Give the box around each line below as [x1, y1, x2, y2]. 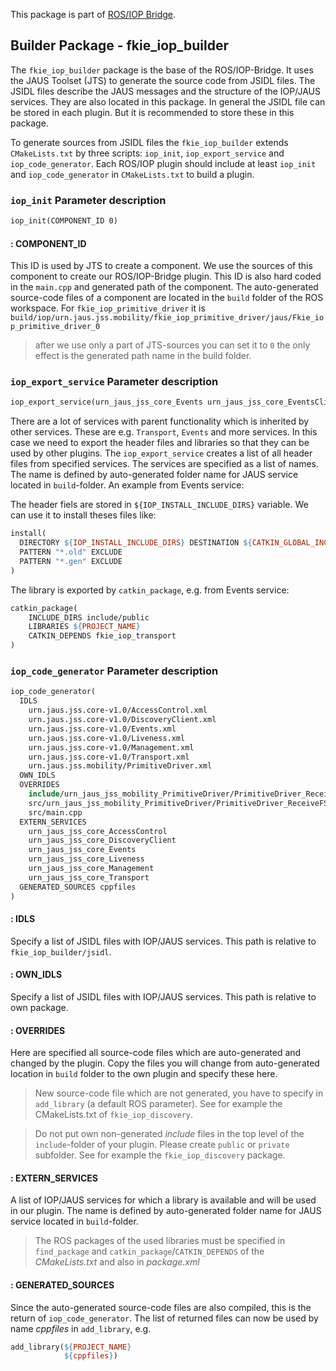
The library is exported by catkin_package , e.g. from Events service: [10, 584, 290, 596]
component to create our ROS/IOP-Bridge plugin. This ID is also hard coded [10, 270, 322, 283]
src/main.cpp [28, 807, 83, 818]
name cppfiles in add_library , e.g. [10, 1322, 152, 1334]
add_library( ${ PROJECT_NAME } [10, 1342, 132, 1352]
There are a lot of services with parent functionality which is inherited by [10, 415, 310, 428]
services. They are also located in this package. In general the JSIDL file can [10, 95, 326, 108]
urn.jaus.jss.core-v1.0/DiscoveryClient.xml [28, 715, 217, 725]
